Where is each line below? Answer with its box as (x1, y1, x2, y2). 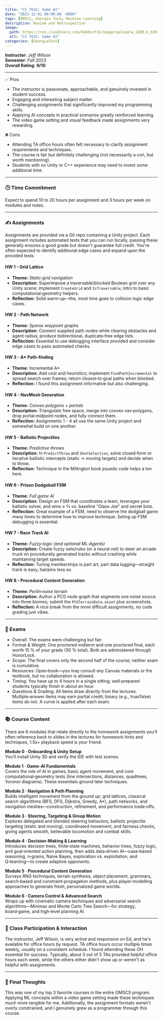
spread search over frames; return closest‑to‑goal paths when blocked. (12, 375, 155, 381)
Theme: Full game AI (12, 493, 54, 499)
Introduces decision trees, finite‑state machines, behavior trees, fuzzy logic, (5, 843, 157, 849)
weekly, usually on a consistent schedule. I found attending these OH (5, 946, 143, 952)
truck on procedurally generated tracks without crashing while (12, 551, 137, 557)
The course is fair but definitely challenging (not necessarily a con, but (12, 152, 154, 158)
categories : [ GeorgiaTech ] (5, 39, 60, 44)
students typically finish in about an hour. (12, 684, 95, 689)
